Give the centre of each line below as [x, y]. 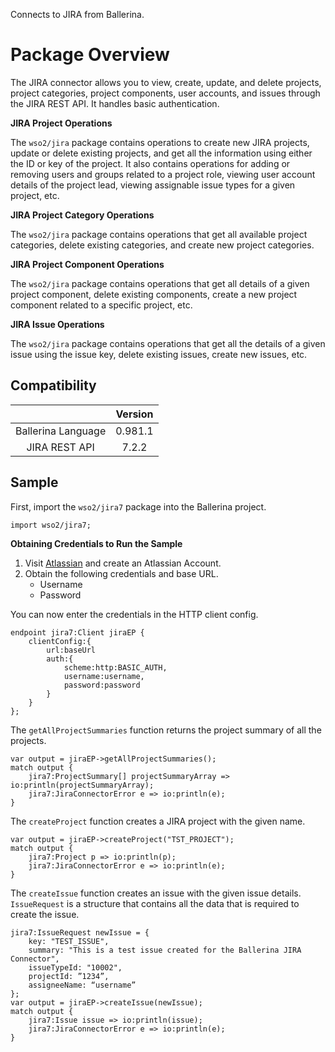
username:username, [104, 676]
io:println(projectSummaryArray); [82, 785]
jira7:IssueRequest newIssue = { [80, 932]
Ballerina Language [61, 431]
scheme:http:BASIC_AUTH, [115, 667]
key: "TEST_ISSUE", [69, 941]
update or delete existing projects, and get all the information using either [161, 153]
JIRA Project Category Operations [82, 215]
